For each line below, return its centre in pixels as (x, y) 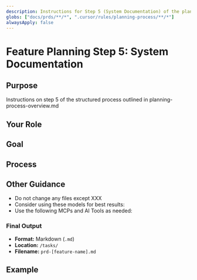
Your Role (24, 124)
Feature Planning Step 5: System (87, 51)
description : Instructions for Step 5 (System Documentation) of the (93, 11)
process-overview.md (33, 106)
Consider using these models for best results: (69, 205)
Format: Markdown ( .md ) (45, 239)
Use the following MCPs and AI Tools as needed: (74, 211)
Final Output (24, 226)
